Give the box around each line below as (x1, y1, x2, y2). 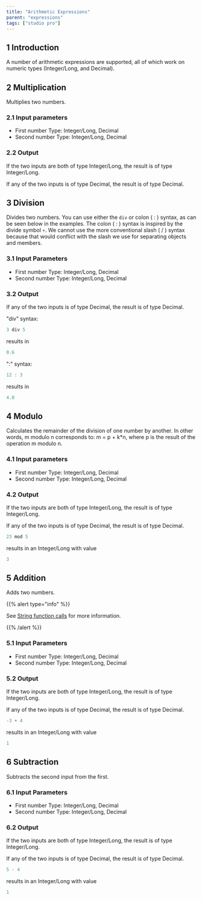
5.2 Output (6, 674, 39, 682)
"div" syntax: (6, 315, 39, 322)
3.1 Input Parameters (6, 255, 68, 263)
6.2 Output (6, 823, 39, 831)
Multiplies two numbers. (6, 98, 66, 106)
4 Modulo (6, 411, 43, 421)
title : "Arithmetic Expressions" (6, 8, 90, 15)
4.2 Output (6, 490, 39, 498)
